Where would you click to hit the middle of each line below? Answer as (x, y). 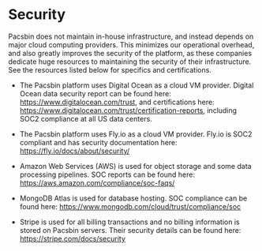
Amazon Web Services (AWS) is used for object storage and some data (135, 166)
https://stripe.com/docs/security (73, 238)
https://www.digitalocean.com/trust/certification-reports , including (128, 110)
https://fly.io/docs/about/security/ (75, 151)
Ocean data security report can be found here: (95, 93)
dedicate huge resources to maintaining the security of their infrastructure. (130, 62)
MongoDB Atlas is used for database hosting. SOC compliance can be (133, 198)
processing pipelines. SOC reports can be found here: (107, 174)
